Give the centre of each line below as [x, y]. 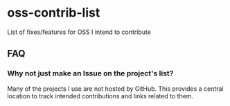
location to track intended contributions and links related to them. [100, 96]
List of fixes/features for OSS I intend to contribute [79, 32]
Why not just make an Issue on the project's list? [90, 73]
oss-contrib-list [54, 13]
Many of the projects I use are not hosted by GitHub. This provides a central [115, 89]
